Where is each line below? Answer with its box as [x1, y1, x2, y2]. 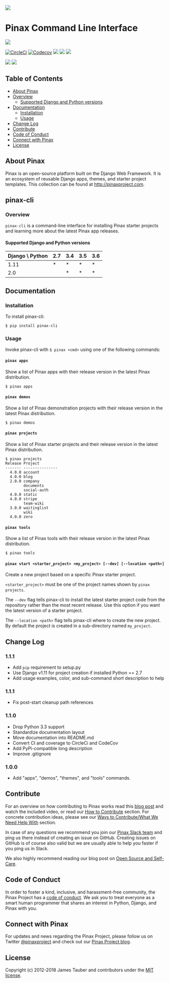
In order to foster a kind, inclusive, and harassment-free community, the [5, 889, 156, 895]
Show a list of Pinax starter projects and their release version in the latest [5, 441, 158, 448]
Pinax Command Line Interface [5, 22, 138, 34]
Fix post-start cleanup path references [12, 699, 94, 705]
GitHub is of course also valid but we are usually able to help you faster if [5, 840, 158, 846]
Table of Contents [5, 74, 63, 83]
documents [23, 483, 44, 488]
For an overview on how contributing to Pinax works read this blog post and [5, 803, 164, 809]
